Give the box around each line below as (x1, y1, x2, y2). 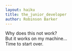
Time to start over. (5, 41, 44, 47)
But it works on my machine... (5, 35, 67, 41)
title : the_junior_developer (5, 12, 67, 17)
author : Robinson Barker (5, 16, 58, 21)
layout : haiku (5, 7, 35, 12)
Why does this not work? (5, 30, 57, 36)
